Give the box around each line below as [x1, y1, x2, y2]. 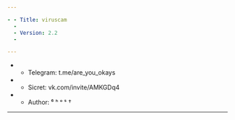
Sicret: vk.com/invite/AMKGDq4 [27, 83, 120, 91]
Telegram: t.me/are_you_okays [27, 68, 115, 77]
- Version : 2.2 [13, 29, 58, 36]
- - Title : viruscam [7, 16, 68, 23]
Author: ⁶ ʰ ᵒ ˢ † [27, 98, 72, 107]
